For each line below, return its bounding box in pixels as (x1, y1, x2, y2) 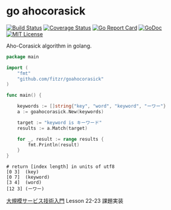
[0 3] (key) (6, 169, 39, 175)
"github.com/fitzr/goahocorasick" (17, 76, 104, 82)
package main (6, 54, 39, 60)
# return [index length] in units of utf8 (6, 164, 115, 170)
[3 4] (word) (6, 179, 42, 186)
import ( (6, 64, 28, 70)
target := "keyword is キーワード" (17, 119, 102, 126)
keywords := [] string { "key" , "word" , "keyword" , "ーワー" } (17, 103, 166, 110)
